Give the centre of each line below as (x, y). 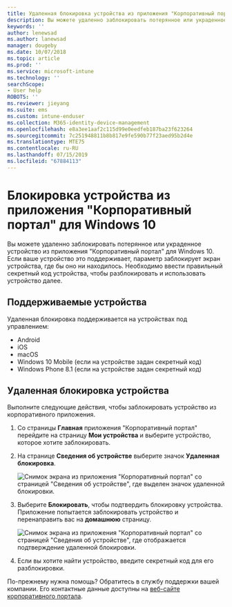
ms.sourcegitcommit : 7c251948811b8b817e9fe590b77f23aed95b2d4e (100, 135)
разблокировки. (41, 568)
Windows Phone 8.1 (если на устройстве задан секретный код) (109, 369)
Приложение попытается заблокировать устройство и (98, 512)
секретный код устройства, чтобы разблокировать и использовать (106, 273)
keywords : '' (26, 26)
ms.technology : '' (33, 78)
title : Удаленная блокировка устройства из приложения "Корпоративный (111, 13)
